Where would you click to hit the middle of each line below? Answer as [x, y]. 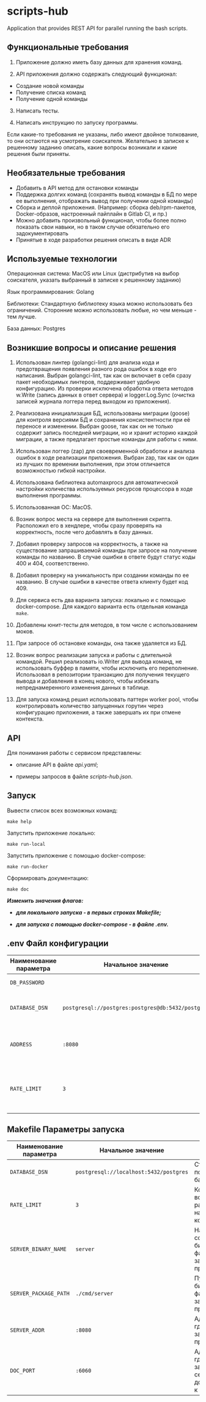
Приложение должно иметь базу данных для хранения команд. [99, 62]
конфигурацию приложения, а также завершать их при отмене [98, 713]
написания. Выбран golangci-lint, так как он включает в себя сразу [104, 376]
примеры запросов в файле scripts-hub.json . [74, 776]
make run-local [26, 844]
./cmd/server [94, 1294]
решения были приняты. [39, 153]
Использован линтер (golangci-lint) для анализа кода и [87, 362]
